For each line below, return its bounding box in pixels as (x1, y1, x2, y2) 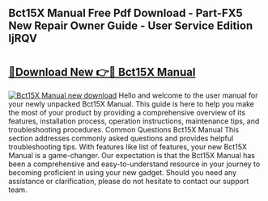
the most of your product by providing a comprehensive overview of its (8, 108, 245, 117)
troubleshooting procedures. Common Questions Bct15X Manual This (8, 125, 240, 134)
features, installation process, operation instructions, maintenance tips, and (8, 116, 260, 126)
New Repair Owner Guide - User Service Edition (8, 19, 253, 33)
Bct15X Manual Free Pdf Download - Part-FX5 (8, 6, 243, 20)
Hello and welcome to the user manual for (118, 90, 258, 100)
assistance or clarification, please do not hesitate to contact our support (8, 177, 249, 186)
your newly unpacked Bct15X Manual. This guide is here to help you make (8, 99, 255, 108)
